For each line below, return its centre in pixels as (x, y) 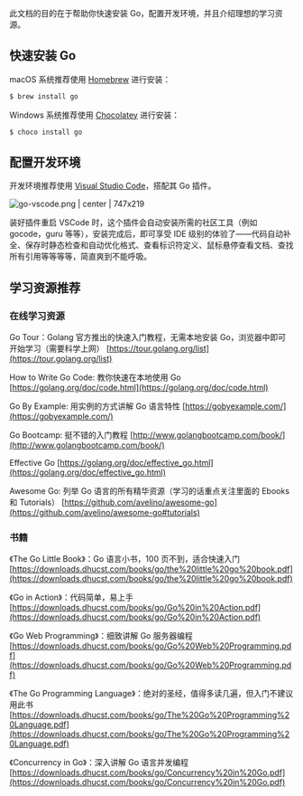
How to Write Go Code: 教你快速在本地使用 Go (96, 377)
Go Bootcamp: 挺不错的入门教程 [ (71, 435)
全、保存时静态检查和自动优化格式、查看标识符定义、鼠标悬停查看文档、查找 (151, 245)
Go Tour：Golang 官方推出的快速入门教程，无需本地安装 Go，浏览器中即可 (148, 337)
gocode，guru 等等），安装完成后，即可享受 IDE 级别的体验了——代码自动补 (150, 234)
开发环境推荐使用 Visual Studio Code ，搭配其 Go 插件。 (113, 186)
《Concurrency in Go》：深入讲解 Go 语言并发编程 (99, 763)
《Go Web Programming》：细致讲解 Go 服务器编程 (101, 636)
